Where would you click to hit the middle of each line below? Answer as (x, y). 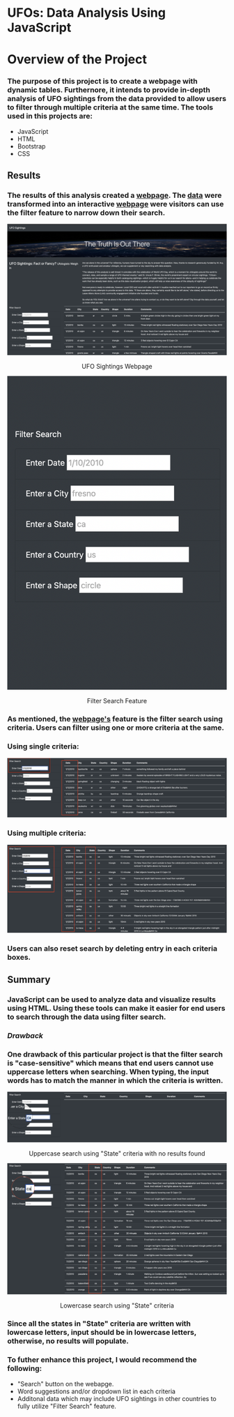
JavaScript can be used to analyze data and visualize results (111, 999)
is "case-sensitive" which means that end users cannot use (110, 1063)
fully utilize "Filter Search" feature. (67, 1406)
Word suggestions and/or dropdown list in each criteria (96, 1391)
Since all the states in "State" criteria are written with (99, 1324)
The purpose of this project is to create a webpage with (103, 82)
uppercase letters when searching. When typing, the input (108, 1072)
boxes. (19, 957)
